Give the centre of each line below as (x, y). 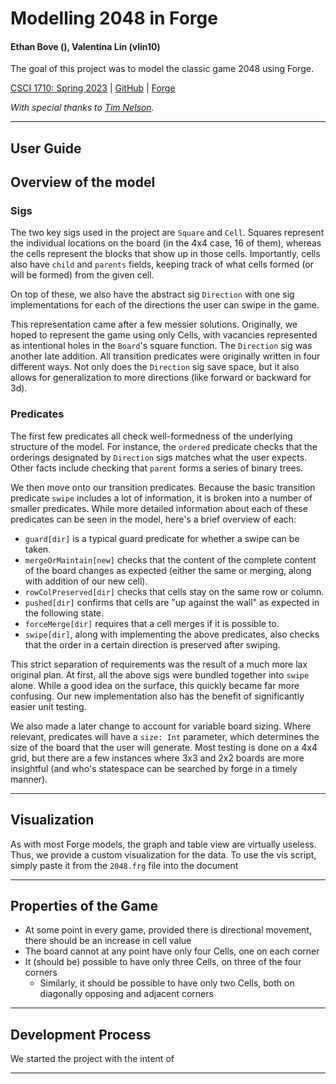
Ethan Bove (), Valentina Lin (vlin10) (85, 46)
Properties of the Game (84, 905)
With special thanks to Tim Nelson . (82, 108)
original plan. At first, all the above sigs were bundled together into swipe (160, 674)
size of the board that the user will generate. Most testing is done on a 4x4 (164, 747)
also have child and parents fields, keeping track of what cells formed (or (162, 264)
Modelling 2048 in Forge (114, 18)
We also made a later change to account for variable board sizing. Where (161, 726)
